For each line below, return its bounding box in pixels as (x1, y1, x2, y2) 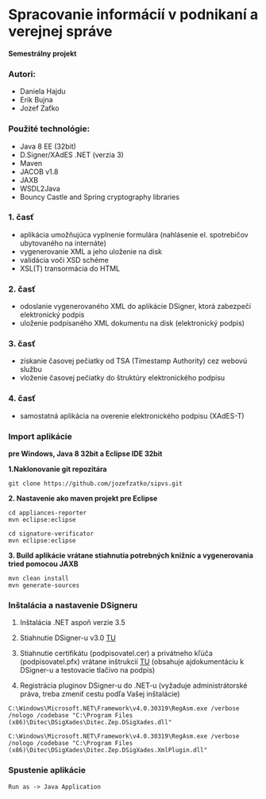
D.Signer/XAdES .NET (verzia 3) (19, 149, 125, 160)
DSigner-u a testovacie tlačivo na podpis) (19, 666, 156, 675)
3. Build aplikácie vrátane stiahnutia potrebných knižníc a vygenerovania (8, 550, 254, 561)
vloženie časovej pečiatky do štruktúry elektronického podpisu (19, 373, 226, 383)
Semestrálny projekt (8, 48, 77, 58)
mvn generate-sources (8, 581, 80, 589)
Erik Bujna (19, 95, 53, 105)
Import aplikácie (8, 430, 73, 442)
